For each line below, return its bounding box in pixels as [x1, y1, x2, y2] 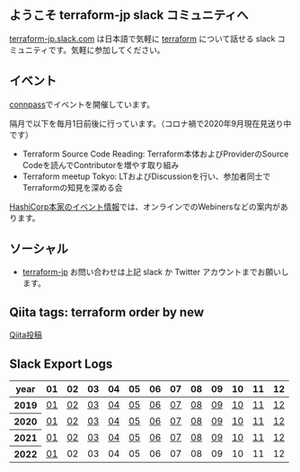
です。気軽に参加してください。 [48, 44, 165, 55]
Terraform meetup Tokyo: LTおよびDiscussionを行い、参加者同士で [22, 171, 271, 182]
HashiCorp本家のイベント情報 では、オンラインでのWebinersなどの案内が [9, 200, 281, 212]
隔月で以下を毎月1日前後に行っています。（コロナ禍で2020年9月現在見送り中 [9, 118, 292, 129]
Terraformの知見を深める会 [22, 182, 123, 192]
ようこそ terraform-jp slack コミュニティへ [9, 7, 249, 23]
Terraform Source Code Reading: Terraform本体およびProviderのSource [22, 148, 289, 159]
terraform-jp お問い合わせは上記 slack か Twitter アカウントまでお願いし [22, 267, 289, 278]
